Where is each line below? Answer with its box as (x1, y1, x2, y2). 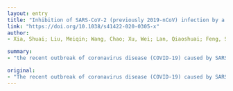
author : (7, 29, 30, 37)
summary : (7, 48, 33, 55)
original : (7, 67, 36, 74)
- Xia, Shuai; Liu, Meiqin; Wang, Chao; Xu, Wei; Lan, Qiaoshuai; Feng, (7, 36, 222, 43)
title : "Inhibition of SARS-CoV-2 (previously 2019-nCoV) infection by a (7, 17, 225, 23)
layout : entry (7, 10, 49, 17)
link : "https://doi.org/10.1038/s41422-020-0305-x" (7, 23, 159, 30)
